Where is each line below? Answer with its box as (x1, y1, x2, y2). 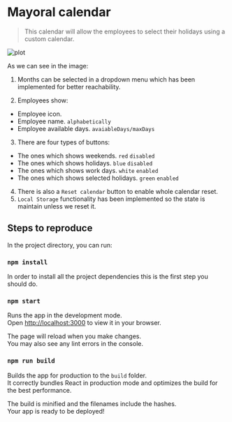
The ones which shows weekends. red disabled (17, 151, 155, 160)
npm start (7, 297, 41, 305)
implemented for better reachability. (17, 82, 121, 91)
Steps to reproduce (7, 223, 93, 234)
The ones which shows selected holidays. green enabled (17, 174, 180, 182)
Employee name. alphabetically (17, 116, 112, 126)
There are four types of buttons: (17, 137, 110, 146)
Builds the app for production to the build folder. (7, 371, 147, 379)
